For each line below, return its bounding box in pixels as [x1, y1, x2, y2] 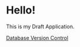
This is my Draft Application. [6, 23, 75, 30]
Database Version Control [6, 34, 69, 41]
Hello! [6, 4, 36, 17]
